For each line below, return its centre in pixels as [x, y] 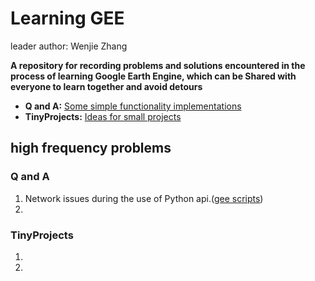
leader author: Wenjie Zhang [69, 46]
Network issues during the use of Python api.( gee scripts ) [144, 198]
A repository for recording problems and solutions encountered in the [158, 65]
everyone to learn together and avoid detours [106, 86]
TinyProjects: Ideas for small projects [103, 116]
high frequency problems [91, 148]
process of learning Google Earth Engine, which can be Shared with [153, 76]
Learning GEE [67, 18]
